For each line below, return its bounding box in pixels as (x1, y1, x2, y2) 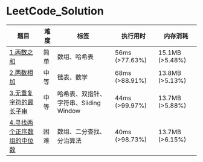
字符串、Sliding (57, 99, 101, 107)
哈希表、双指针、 (57, 89, 106, 98)
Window (57, 106, 81, 115)
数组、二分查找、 (57, 127, 106, 135)
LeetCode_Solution (6, 4, 104, 18)
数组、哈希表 (57, 53, 94, 61)
